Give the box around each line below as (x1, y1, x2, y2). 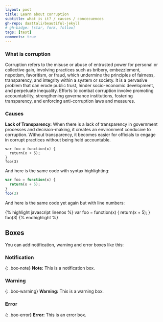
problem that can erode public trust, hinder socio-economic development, (5, 83, 154, 89)
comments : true (5, 35, 36, 40)
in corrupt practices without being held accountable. (5, 137, 111, 143)
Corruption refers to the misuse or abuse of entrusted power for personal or (5, 62, 158, 68)
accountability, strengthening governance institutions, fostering (5, 93, 133, 99)
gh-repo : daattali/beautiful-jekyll (5, 21, 80, 26)
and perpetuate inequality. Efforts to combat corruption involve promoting (5, 88, 154, 93)
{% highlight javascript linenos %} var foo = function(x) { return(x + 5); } (5, 209, 151, 215)
